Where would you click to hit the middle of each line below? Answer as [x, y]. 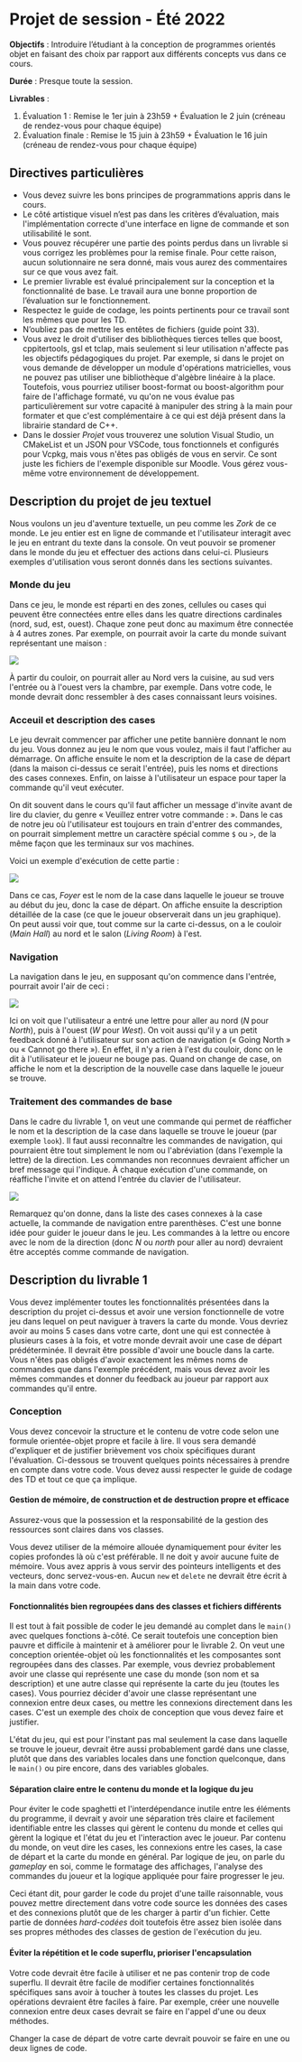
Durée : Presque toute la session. [71, 80]
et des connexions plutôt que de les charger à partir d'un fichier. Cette [140, 1913]
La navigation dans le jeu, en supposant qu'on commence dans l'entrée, [143, 977]
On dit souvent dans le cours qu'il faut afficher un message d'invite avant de [151, 805]
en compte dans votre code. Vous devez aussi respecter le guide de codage [151, 1469]
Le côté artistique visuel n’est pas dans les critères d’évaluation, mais [151, 214]
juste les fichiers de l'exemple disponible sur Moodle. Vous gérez [143, 463]
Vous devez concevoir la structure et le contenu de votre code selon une [144, 1431]
